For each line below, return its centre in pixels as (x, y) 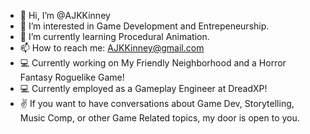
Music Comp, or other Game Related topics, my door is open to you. (159, 118)
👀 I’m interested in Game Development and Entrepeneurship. (144, 26)
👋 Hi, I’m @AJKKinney (65, 15)
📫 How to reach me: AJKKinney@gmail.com (112, 48)
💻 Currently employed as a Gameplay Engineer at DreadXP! (143, 88)
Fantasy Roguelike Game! (72, 77)
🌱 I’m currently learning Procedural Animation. (114, 36)
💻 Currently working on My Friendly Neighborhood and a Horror (153, 63)
